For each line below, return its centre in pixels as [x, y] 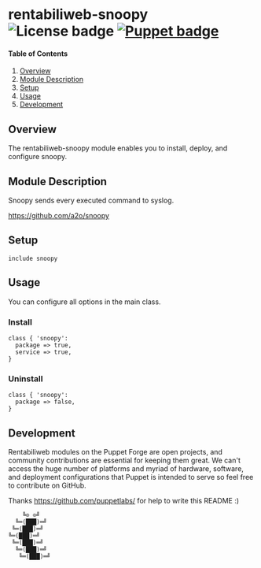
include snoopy [33, 258]
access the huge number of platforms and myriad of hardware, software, [126, 469]
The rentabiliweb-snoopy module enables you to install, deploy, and [118, 148]
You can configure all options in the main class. [85, 302]
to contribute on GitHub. [47, 485]
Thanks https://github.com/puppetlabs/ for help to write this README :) [124, 501]
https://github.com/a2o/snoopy [59, 216]
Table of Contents [38, 54]
